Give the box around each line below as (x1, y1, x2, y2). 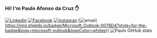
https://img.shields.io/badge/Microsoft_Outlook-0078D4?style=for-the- (5, 23, 147, 28)
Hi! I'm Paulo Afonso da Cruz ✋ (5, 5, 79, 11)
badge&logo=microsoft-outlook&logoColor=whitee (5, 28, 106, 33)
